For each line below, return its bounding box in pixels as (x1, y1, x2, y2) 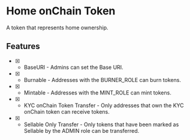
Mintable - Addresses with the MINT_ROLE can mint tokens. (23, 89, 172, 96)
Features (6, 41, 40, 51)
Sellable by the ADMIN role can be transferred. (23, 127, 140, 134)
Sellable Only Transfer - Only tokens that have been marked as (23, 121, 179, 128)
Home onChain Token (6, 4, 116, 18)
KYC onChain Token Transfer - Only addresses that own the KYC (23, 102, 184, 109)
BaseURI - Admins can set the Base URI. (23, 63, 124, 71)
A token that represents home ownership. (6, 24, 108, 31)
